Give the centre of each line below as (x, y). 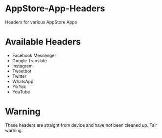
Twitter (19, 76)
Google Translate (30, 60)
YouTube (21, 92)
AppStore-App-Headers (55, 9)
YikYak (19, 87)
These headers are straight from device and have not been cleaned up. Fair (81, 125)
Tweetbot (22, 71)
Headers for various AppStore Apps (41, 22)
